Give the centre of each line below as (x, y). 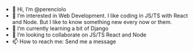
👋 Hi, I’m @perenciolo (39, 9)
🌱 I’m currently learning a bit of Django (60, 28)
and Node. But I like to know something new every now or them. (92, 22)
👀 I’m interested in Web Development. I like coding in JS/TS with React (100, 16)
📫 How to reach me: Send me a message (64, 41)
